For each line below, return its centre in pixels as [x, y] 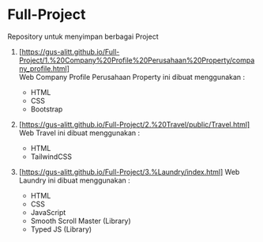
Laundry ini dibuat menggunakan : [75, 180]
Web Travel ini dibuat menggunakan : [79, 133]
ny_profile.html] [44, 68]
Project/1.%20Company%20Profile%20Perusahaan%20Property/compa [137, 60]
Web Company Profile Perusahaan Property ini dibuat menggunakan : [132, 77]
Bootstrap [47, 109]
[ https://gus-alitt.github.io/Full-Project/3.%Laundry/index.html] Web [129, 172]
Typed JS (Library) [61, 229]
